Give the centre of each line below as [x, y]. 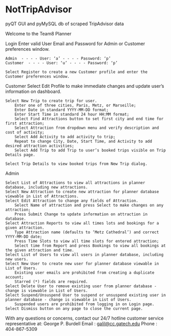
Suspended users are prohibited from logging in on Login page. [84, 304]
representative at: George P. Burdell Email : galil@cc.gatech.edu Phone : [81, 323]
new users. [17, 259]
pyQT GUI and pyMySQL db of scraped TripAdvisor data [65, 24]
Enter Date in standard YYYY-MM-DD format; [62, 110]
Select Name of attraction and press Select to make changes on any [89, 205]
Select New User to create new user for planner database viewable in [82, 264]
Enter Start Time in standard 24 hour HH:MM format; [72, 114]
